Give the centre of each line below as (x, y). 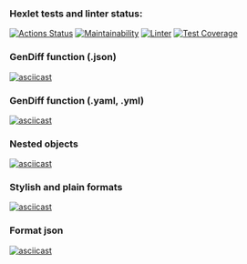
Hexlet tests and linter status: (76, 14)
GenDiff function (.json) (63, 57)
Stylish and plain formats (66, 188)
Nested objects (44, 144)
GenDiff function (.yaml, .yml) (77, 100)
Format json (36, 230)
